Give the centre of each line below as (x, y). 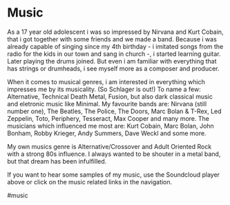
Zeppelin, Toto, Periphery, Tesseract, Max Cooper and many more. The (108, 118)
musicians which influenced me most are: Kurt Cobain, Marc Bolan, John (111, 126)
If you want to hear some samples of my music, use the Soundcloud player (113, 175)
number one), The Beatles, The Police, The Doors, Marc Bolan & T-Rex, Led (115, 111)
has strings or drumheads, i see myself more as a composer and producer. (113, 68)
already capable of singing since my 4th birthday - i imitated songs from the (115, 46)
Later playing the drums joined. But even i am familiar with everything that (112, 61)
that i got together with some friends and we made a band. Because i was (112, 39)
